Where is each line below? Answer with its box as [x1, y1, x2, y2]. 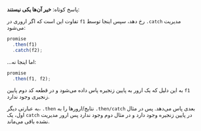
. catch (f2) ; [12, 47, 43, 53]
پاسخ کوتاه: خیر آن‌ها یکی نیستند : [7, 6, 80, 13]
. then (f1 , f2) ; [12, 76, 51, 82]
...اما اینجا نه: [7, 58, 37, 65]
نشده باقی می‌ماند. [7, 118, 50, 125]
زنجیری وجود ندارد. [7, 93, 50, 101]
